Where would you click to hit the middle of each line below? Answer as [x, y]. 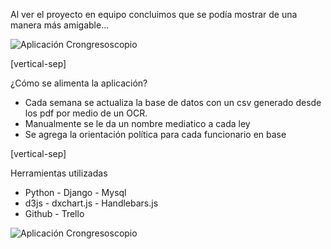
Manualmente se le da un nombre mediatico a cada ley [137, 123]
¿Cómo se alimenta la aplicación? [79, 83]
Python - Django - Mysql [75, 192]
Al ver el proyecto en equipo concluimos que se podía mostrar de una [154, 14]
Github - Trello [54, 213]
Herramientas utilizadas [59, 173]
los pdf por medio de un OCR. [86, 113]
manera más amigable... [60, 25]
